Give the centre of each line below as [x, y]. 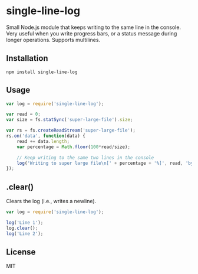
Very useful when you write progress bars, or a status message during [92, 33]
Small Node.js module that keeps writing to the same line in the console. [94, 27]
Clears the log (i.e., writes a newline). [51, 201]
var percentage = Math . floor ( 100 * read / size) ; [74, 147]
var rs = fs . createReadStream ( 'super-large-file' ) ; [71, 131]
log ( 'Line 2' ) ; [25, 234]
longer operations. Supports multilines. [53, 40]
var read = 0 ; [24, 114]
